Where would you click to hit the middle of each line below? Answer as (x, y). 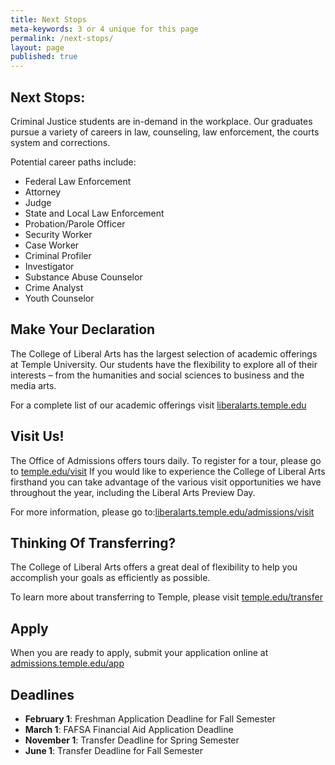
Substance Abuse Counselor (83, 277)
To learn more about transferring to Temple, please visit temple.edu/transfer (166, 597)
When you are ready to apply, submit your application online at (139, 653)
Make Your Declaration (83, 329)
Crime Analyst (54, 287)
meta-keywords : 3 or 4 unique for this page (104, 29)
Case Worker (52, 245)
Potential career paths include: (73, 162)
